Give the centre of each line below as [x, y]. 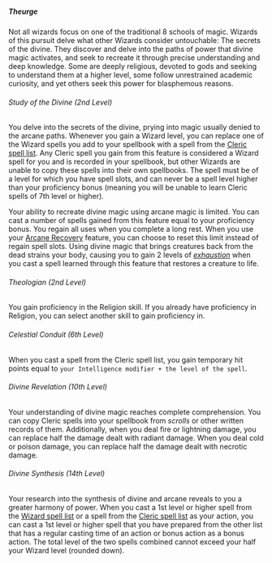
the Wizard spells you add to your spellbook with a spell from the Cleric [128, 144]
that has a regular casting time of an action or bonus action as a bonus [127, 533]
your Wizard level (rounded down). [67, 550]
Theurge [23, 11]
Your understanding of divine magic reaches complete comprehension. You [135, 412]
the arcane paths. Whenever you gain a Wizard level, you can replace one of [136, 136]
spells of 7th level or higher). [56, 196]
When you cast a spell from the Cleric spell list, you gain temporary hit [126, 359]
